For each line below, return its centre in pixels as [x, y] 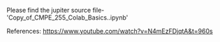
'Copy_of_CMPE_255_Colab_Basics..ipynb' [67, 17]
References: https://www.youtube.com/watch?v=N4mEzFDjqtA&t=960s [110, 31]
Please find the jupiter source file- [56, 10]
